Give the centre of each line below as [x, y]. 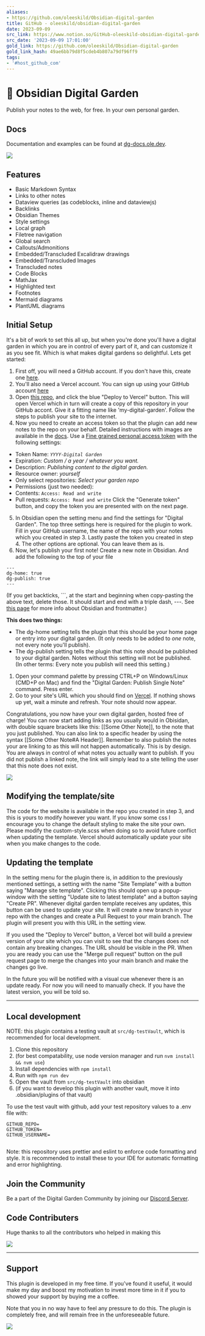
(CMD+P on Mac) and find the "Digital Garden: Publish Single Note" [100, 682]
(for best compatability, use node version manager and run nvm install [105, 1056]
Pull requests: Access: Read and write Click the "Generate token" [97, 499]
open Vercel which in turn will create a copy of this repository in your [102, 403]
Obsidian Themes [37, 215]
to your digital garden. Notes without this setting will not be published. [103, 658]
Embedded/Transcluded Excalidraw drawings [72, 254]
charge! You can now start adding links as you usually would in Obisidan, [98, 720]
